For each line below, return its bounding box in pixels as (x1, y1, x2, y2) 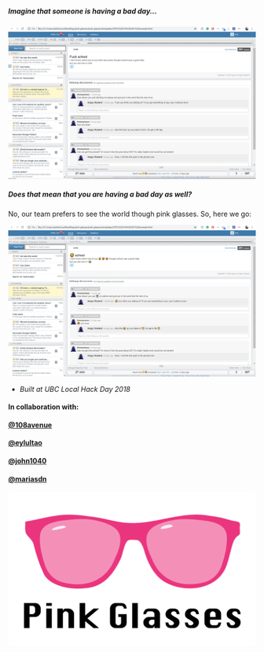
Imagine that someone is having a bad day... (8, 6, 157, 16)
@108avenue (8, 420, 53, 430)
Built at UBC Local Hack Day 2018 (19, 384, 131, 394)
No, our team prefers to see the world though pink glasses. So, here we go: (8, 209, 251, 219)
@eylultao (8, 438, 43, 448)
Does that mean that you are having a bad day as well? (8, 189, 192, 199)
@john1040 (8, 456, 47, 465)
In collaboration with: (8, 402, 79, 412)
